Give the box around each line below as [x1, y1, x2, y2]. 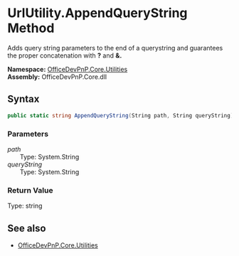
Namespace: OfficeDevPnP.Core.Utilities [7, 65, 128, 73]
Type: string [7, 201, 43, 210]
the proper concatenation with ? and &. [7, 51, 122, 60]
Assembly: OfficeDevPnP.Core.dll [7, 73, 107, 81]
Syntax [7, 93, 40, 105]
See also [7, 222, 46, 234]
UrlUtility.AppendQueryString [7, 5, 188, 21]
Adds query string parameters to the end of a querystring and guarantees [7, 43, 223, 52]
